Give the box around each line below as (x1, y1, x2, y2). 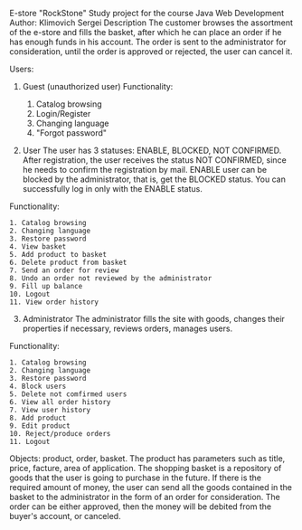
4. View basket (9, 242, 67, 251)
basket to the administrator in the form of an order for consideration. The (9, 492, 280, 502)
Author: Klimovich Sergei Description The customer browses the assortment (9, 17, 294, 28)
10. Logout (9, 289, 51, 298)
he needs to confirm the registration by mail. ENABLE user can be (22, 165, 268, 175)
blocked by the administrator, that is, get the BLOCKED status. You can (22, 174, 287, 185)
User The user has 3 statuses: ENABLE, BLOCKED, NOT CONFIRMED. (22, 145, 282, 156)
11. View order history (9, 298, 99, 307)
